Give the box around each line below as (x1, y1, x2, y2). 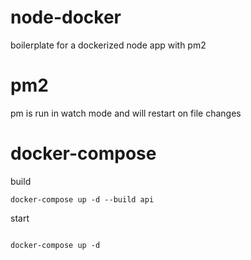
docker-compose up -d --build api (10, 194, 155, 205)
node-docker (10, 6, 122, 29)
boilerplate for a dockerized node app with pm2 (10, 39, 207, 51)
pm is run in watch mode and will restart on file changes (10, 107, 242, 119)
